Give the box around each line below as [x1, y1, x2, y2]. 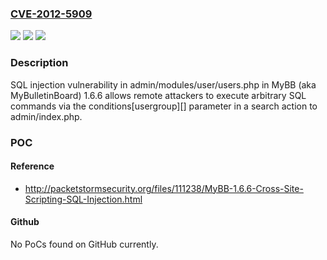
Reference [10, 160, 55, 172]
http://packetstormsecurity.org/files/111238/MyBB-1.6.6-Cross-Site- [24, 182, 304, 194]
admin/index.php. [10, 110, 83, 122]
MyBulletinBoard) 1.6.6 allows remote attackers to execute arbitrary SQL [10, 89, 307, 101]
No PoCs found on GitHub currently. [10, 238, 159, 250]
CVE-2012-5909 [10, 7, 93, 21]
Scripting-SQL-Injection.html [24, 193, 143, 205]
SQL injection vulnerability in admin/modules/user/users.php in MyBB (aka [10, 78, 317, 91]
